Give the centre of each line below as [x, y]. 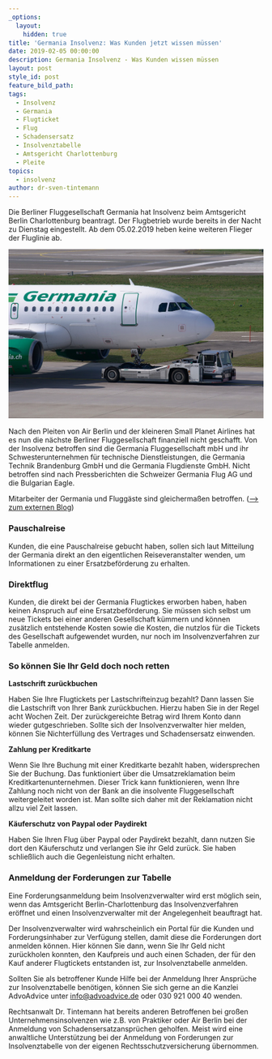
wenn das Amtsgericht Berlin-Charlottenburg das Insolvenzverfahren [123, 904]
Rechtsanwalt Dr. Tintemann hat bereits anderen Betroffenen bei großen [128, 1011]
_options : [25, 17]
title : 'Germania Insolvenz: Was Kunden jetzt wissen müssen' [115, 43]
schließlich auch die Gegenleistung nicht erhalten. [92, 857]
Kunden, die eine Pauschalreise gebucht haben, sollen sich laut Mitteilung [132, 546]
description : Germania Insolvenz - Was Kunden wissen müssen [114, 60]
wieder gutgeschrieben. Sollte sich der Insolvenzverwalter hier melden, [127, 725]
